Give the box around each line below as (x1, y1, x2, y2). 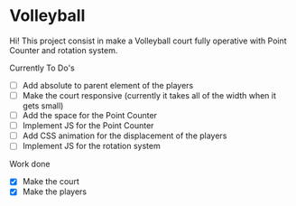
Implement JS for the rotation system (22, 141, 161, 152)
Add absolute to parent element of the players (22, 80, 194, 90)
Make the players (22, 186, 88, 197)
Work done (9, 159, 51, 170)
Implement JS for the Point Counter (22, 120, 154, 131)
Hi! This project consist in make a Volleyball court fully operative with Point (9, 35, 287, 46)
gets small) (22, 100, 64, 111)
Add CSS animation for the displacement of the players (22, 130, 227, 141)
